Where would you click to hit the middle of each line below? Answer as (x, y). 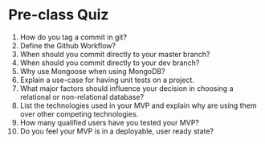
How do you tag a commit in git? (73, 37)
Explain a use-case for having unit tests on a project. (107, 80)
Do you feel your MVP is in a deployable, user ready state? (117, 131)
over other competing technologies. (79, 113)
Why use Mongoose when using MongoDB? (93, 71)
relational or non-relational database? (82, 97)
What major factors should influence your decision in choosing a (126, 88)
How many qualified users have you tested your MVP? (109, 122)
